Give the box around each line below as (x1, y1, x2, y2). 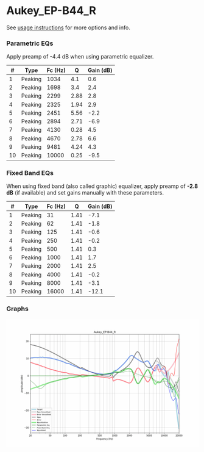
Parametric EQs (6, 39, 54, 48)
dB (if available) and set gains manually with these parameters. (6, 189, 164, 196)
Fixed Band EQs (6, 168, 54, 177)
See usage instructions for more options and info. (6, 24, 131, 31)
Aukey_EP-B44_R (6, 4, 96, 18)
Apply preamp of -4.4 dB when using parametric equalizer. (6, 53, 154, 60)
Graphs (6, 304, 29, 313)
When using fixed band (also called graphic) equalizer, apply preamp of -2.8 (6, 182, 199, 190)
